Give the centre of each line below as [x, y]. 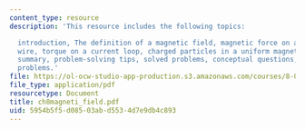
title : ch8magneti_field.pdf [64, 102]
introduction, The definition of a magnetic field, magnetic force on [154, 43]
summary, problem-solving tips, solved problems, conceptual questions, [158, 60]
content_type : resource [54, 18]
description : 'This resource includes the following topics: [128, 26]
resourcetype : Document [54, 93]
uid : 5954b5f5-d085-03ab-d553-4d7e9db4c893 [93, 110]
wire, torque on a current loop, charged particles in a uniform [144, 51]
